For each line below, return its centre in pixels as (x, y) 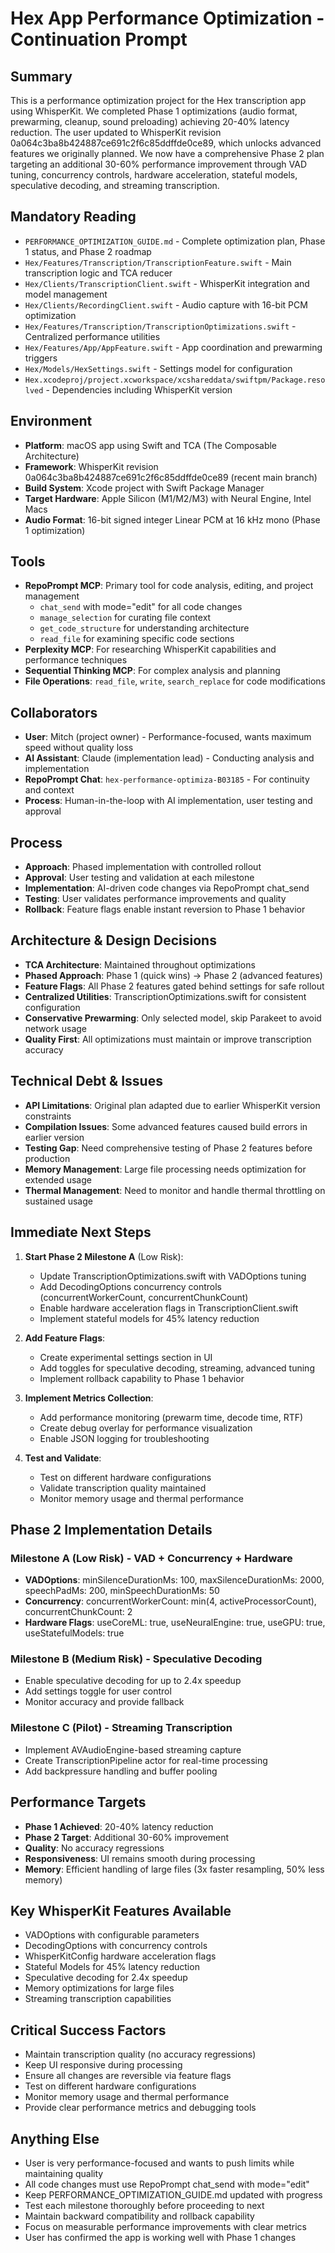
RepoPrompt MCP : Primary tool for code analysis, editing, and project (169, 586)
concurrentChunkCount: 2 (78, 1612)
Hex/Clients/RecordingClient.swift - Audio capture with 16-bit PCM (166, 304)
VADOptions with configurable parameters (112, 1935)
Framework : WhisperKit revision (91, 466)
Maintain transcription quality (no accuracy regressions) (140, 2054)
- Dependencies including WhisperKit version (139, 389)
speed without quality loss (79, 748)
